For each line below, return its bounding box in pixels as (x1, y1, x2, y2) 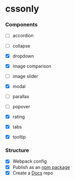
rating (12, 113, 25, 119)
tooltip (12, 134, 26, 140)
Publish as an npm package (12, 164, 70, 170)
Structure (5, 147, 29, 154)
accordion (12, 32, 34, 38)
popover (12, 103, 30, 109)
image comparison (12, 63, 52, 69)
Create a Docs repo (12, 170, 53, 176)
